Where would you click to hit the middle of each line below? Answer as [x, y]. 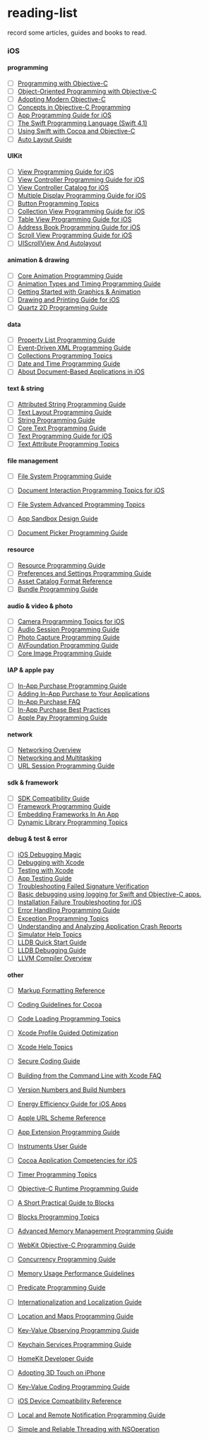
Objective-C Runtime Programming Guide [78, 1189]
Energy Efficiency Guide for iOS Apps [72, 1104]
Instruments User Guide [52, 1146]
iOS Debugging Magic [49, 855]
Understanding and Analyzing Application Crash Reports [100, 926]
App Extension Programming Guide [68, 1132]
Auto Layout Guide [44, 139]
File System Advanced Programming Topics [81, 505]
